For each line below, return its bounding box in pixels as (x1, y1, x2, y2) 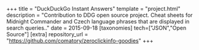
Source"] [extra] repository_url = (6, 31, 88, 38)
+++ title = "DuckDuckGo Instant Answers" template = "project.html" (6, 5, 181, 12)
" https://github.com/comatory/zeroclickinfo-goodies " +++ (6, 37, 154, 44)
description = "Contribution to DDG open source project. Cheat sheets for (6, 11, 193, 19)
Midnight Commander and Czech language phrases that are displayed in (6, 18, 190, 25)
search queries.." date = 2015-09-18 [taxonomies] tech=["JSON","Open (6, 24, 187, 31)
